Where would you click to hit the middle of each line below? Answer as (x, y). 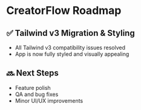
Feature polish (33, 88)
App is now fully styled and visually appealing (72, 54)
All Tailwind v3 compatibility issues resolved (70, 47)
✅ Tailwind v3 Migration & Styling (70, 33)
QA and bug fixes (37, 94)
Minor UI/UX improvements (49, 100)
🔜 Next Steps (32, 73)
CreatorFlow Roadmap (64, 11)
